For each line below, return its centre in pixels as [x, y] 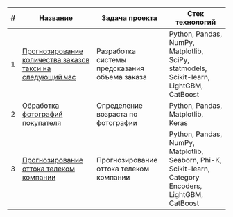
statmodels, [188, 68]
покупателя [42, 123]
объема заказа [121, 77]
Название [56, 18]
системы [111, 60]
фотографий [42, 114]
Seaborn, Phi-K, [195, 160]
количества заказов [56, 60]
